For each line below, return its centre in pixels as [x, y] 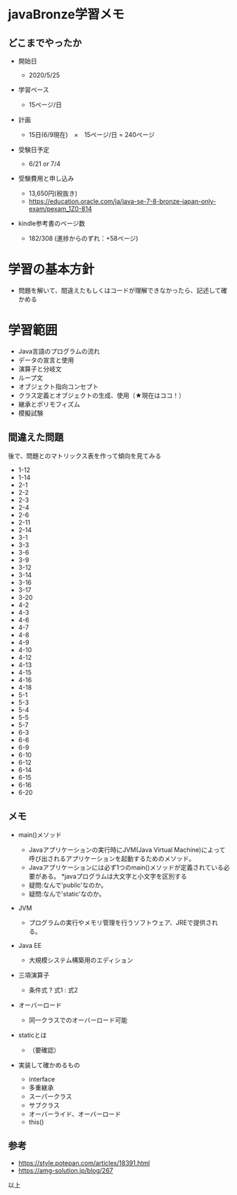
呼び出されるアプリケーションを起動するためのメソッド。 [112, 858]
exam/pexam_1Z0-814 [60, 209]
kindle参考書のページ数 [51, 223]
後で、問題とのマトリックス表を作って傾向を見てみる [85, 455]
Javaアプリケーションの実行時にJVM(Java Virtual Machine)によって [127, 849]
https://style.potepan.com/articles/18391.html [84, 1163]
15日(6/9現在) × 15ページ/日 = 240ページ [92, 134]
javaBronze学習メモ [66, 14]
